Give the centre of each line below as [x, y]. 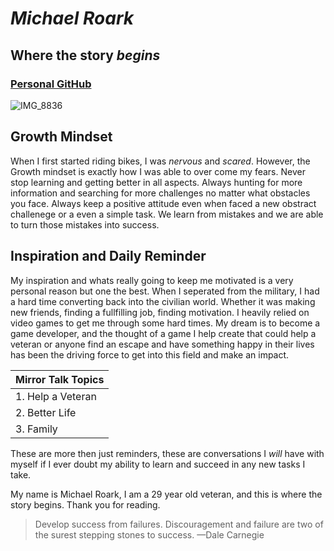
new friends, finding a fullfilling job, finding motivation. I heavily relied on [160, 312]
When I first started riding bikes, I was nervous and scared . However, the [160, 161]
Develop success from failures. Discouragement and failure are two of [179, 524]
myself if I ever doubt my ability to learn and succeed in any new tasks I [158, 464]
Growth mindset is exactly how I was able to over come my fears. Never [158, 171]
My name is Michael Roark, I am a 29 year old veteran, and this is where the [166, 494]
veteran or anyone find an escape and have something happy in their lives [162, 344]
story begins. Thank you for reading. [85, 504]
